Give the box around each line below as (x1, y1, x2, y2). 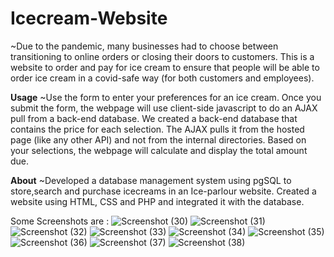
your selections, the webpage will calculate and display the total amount (10, 144, 308, 156)
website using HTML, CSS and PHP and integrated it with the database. (10, 195, 305, 207)
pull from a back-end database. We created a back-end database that (10, 112, 298, 124)
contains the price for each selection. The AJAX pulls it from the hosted (10, 123, 305, 135)
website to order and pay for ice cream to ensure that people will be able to (10, 61, 320, 73)
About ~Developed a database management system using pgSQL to (10, 174, 292, 186)
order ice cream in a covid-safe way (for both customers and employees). (10, 72, 315, 84)
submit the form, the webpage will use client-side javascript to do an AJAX (10, 102, 318, 114)
